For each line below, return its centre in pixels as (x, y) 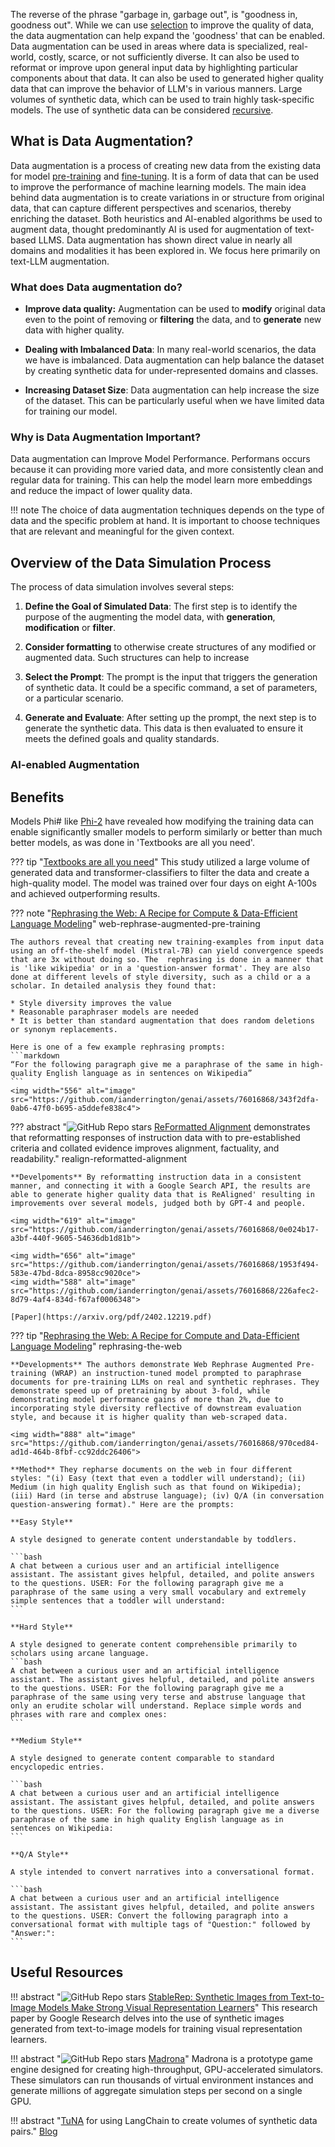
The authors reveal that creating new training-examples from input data (167, 942)
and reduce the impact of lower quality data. (101, 491)
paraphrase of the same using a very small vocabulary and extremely (158, 1592)
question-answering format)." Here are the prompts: (122, 1504)
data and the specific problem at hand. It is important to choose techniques (165, 521)
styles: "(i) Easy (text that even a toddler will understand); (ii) (158, 1478)
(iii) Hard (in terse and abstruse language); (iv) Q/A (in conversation (167, 1495)
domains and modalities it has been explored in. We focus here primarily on (165, 250)
